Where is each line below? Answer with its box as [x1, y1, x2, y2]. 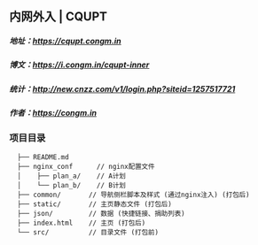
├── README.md [17, 152, 69, 162]
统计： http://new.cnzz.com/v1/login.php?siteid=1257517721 [9, 83, 236, 94]
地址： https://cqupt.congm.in [9, 35, 121, 46]
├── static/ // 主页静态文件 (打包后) [17, 199, 173, 209]
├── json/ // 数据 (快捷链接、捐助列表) [17, 209, 185, 218]
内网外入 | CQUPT [9, 9, 108, 25]
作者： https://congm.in [9, 108, 98, 119]
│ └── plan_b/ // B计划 [17, 180, 126, 189]
